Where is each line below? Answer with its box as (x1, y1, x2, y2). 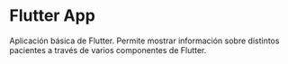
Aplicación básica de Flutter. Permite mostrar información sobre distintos (9, 35, 280, 46)
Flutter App (9, 5, 96, 26)
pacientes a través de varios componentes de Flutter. (9, 44, 207, 55)
